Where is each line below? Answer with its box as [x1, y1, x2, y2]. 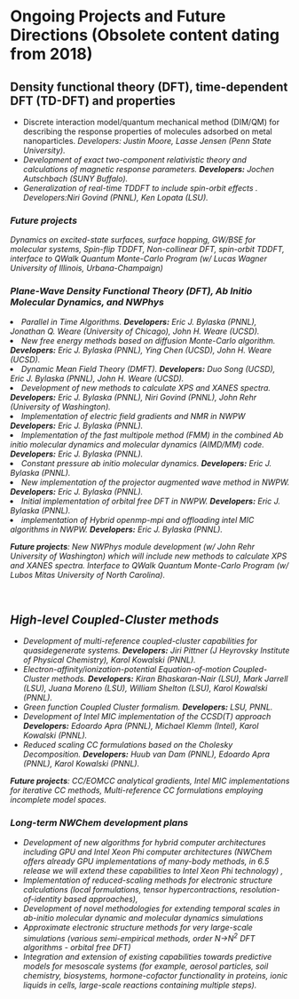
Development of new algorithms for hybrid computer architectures [22, 836, 266, 847]
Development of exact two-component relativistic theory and [22, 155, 248, 165]
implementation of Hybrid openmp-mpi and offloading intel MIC [21, 514, 255, 525]
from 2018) [10, 44, 93, 64]
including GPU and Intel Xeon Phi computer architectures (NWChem [22, 846, 272, 857]
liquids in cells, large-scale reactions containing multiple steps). [22, 979, 257, 991]
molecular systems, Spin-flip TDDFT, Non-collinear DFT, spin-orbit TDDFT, [10, 244, 285, 255]
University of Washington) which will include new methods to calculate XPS [10, 551, 287, 561]
